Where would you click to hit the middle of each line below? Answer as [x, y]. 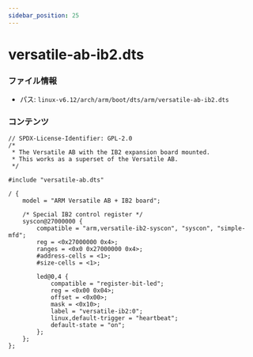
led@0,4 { [53, 277]
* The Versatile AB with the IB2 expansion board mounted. [111, 152]
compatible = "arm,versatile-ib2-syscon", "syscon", [125, 229]
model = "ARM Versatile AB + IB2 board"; [91, 201]
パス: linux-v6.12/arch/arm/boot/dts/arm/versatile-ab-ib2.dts [124, 100]
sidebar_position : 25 [44, 15]
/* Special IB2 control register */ [83, 215]
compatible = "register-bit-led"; [107, 284]
